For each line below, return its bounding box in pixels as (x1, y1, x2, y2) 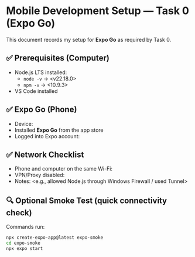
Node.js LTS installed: (14, 69, 67, 76)
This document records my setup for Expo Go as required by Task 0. (6, 36, 172, 43)
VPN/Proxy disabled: (14, 172, 65, 179)
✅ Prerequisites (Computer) (6, 53, 110, 63)
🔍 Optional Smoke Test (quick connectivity (6, 195, 167, 205)
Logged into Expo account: (14, 132, 80, 139)
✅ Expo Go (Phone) (6, 105, 77, 115)
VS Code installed (14, 87, 58, 95)
